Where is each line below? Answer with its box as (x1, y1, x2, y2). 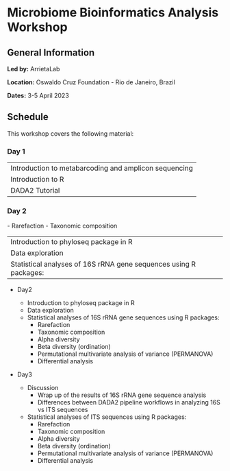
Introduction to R (10, 175, 64, 184)
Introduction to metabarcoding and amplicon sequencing (10, 163, 194, 173)
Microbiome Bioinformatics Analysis (7, 5, 219, 21)
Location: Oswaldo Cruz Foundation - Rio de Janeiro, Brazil (7, 78, 176, 86)
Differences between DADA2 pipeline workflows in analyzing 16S (37, 398, 221, 407)
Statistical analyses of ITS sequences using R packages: (27, 413, 187, 421)
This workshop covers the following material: (7, 129, 134, 138)
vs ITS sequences (37, 406, 88, 414)
